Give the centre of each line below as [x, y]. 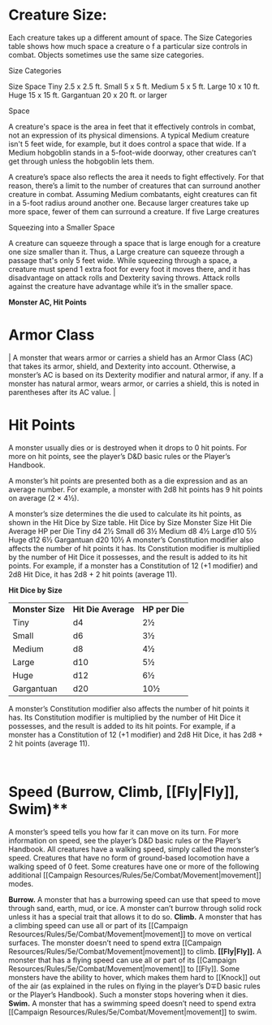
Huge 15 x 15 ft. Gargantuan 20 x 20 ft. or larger [88, 94]
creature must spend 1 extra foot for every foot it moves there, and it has [130, 269]
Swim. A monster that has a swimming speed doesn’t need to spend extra [132, 1003]
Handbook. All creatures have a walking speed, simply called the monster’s [134, 849]
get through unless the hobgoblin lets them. [81, 161]
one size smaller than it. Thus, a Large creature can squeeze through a [127, 252]
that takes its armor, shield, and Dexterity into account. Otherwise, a [122, 366]
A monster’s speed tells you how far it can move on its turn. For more [124, 831]
